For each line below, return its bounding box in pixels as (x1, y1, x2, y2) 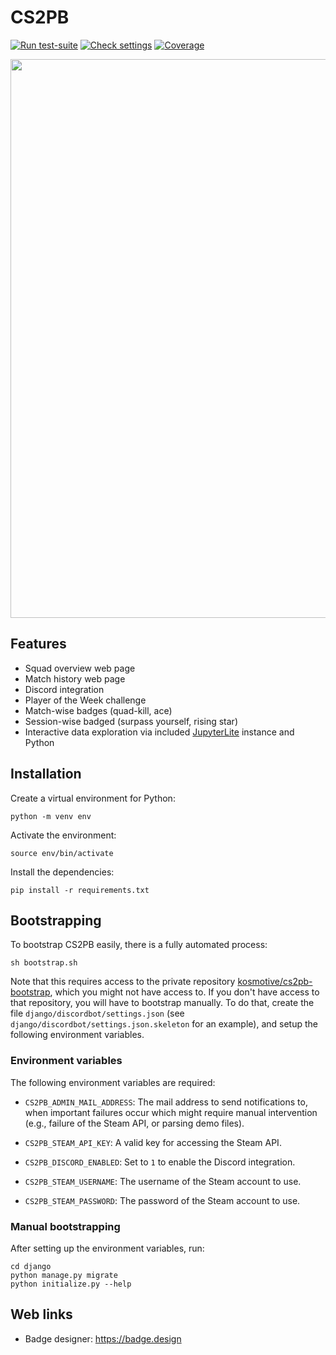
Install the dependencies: (10, 866, 115, 878)
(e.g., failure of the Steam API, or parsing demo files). (24, 1117, 245, 1129)
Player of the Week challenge (24, 694, 147, 706)
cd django (10, 1261, 52, 1271)
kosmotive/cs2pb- (237, 976, 313, 988)
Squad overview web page (24, 662, 136, 674)
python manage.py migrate (10, 1270, 118, 1280)
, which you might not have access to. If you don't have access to (49, 986, 320, 998)
